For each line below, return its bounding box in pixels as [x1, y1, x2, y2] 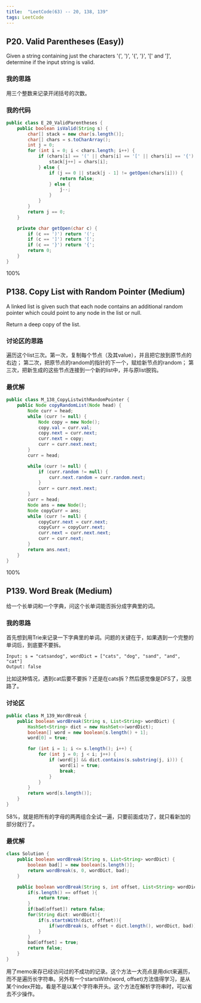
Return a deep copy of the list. [6, 321, 81, 328]
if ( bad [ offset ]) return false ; [28, 906, 106, 913]
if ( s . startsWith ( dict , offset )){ [38, 917, 121, 923]
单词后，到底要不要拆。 [6, 641, 64, 648]
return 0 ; [28, 248, 52, 254]
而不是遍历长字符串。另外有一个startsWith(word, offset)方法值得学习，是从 [6, 975, 191, 982]
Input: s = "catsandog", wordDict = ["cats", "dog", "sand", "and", [6, 653, 181, 659]
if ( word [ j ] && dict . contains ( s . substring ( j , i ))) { [48, 757, 184, 763]
